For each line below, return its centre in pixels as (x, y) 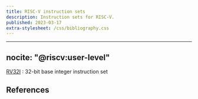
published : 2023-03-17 (34, 22)
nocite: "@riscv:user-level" (58, 57)
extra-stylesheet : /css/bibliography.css (58, 28)
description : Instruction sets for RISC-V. (60, 17)
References (28, 90)
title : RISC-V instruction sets (46, 11)
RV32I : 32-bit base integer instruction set (57, 72)
